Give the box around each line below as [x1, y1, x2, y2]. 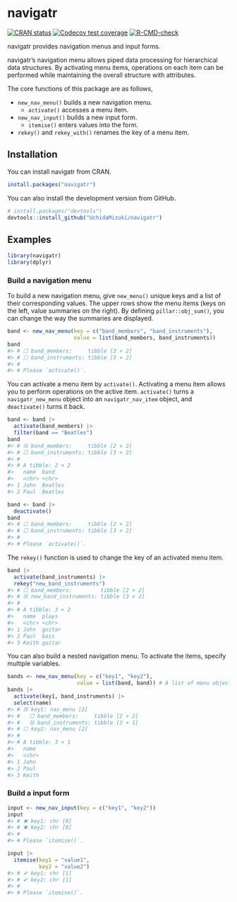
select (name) [13, 699, 52, 706]
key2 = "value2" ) [38, 863, 90, 870]
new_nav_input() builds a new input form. [17, 113, 138, 121]
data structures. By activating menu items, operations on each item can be [7, 63, 224, 71]
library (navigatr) [7, 252, 61, 259]
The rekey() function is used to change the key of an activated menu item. [7, 553, 224, 562]
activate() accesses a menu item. [28, 105, 129, 114]
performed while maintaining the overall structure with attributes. [7, 71, 196, 79]
